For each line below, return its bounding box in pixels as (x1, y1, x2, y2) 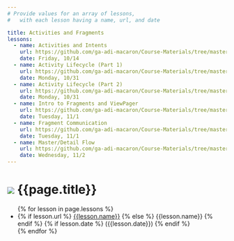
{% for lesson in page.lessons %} (17, 204, 114, 213)
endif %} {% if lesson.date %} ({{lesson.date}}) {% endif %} (17, 219, 190, 228)
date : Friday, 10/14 (19, 55, 79, 63)
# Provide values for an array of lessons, (7, 10, 136, 17)
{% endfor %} (17, 226, 58, 235)
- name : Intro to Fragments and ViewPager (13, 100, 139, 108)
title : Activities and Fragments (7, 29, 104, 36)
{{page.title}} (17, 182, 97, 198)
